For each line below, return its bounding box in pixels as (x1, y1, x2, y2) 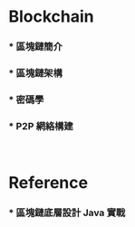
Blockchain (8, 6, 94, 27)
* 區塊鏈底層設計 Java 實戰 (8, 206, 126, 219)
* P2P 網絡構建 (8, 119, 73, 132)
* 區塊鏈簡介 (8, 41, 63, 53)
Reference (8, 173, 88, 194)
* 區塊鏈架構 (8, 67, 63, 80)
